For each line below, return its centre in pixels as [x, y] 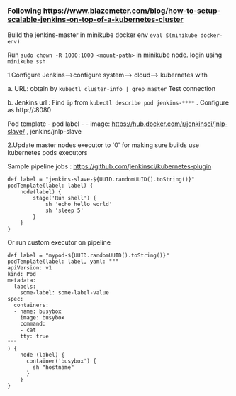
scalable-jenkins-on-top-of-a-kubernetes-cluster [95, 19]
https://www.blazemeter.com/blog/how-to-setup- [132, 11]
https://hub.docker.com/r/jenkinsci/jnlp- [170, 124]
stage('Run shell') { [65, 198]
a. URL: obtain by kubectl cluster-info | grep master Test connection [112, 89]
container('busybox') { [61, 361]
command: [33, 324]
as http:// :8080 [29, 110]
